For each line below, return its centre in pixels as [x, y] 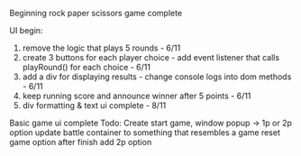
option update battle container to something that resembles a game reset [145, 133]
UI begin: [26, 30]
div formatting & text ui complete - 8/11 [94, 106]
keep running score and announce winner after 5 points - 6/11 [137, 96]
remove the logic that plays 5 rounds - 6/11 [101, 48]
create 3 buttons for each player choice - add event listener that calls [151, 57]
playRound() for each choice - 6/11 [87, 67]
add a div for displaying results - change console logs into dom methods [157, 77]
